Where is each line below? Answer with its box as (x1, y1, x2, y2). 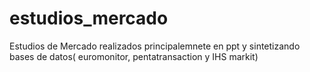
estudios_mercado (9, 7, 169, 30)
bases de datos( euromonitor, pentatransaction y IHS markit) (9, 50, 259, 62)
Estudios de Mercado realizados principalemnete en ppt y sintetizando (9, 40, 301, 52)
